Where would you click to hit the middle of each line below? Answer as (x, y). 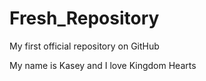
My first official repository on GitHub (84, 46)
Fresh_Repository (84, 18)
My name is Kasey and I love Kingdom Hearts (103, 65)
